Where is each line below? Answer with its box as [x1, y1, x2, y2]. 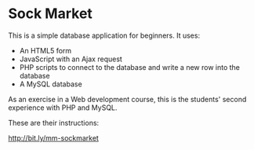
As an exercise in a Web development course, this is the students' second [8, 94, 247, 104]
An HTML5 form [19, 46, 72, 55]
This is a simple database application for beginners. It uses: [8, 31, 201, 40]
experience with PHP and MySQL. [8, 103, 118, 112]
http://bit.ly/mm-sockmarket [8, 133, 100, 142]
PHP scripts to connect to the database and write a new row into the [19, 62, 241, 71]
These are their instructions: [8, 118, 100, 127]
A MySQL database [19, 79, 82, 89]
